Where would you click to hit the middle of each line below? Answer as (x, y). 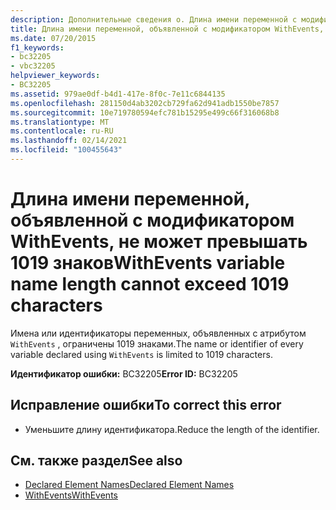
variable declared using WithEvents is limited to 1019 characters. (141, 354)
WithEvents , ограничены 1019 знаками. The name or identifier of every (157, 343)
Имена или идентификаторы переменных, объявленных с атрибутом (158, 333)
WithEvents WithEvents (71, 495)
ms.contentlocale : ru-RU (62, 131)
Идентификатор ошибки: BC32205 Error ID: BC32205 (124, 373)
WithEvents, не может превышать (159, 242)
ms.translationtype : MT (60, 122)
